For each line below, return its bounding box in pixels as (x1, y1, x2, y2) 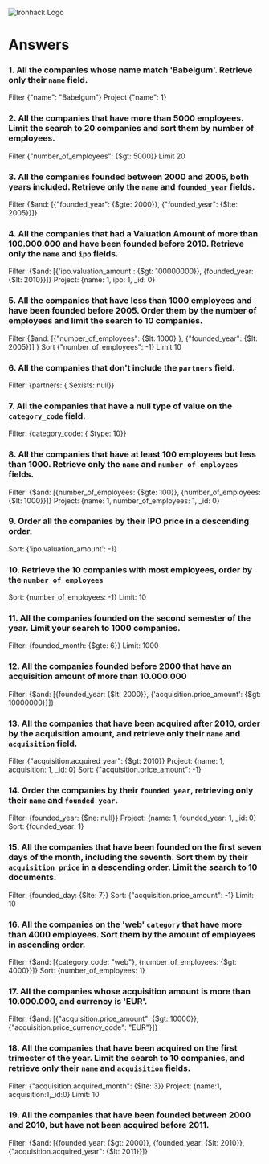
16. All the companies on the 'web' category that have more (8, 919, 243, 930)
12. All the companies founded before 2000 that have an (8, 661, 232, 672)
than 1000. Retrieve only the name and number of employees (8, 459, 238, 470)
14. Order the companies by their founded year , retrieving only (8, 785, 254, 796)
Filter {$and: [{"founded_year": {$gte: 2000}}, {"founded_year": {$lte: (8, 199, 238, 209)
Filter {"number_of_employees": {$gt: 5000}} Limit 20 (8, 151, 186, 161)
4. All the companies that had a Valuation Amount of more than (8, 228, 259, 239)
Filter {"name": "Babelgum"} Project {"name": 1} (8, 92, 167, 102)
